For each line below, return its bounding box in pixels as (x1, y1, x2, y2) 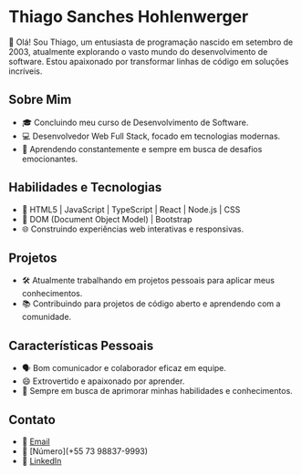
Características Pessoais (8, 337, 154, 353)
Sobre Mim (8, 92, 72, 108)
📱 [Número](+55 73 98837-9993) (21, 446, 148, 457)
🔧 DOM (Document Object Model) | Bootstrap (21, 213, 193, 224)
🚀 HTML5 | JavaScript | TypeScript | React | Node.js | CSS (21, 203, 241, 215)
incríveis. (8, 66, 43, 77)
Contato (8, 412, 56, 428)
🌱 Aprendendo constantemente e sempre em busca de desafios (21, 143, 263, 154)
